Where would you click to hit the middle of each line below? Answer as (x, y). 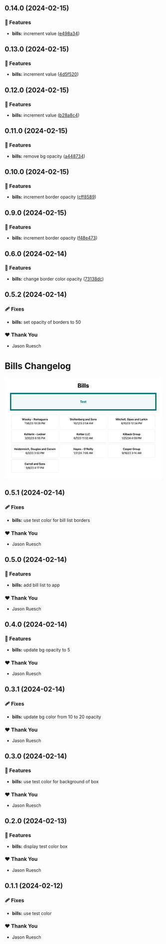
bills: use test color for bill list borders (51, 520)
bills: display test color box (40, 846)
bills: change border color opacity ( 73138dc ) (58, 279)
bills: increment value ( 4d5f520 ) (45, 74)
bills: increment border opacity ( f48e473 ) (55, 238)
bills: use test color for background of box (55, 781)
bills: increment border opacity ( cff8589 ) (54, 197)
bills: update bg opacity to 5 (41, 650)
